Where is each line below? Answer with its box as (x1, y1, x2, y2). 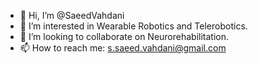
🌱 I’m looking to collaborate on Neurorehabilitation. (19, 31, 230, 42)
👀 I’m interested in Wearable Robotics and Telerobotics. (19, 20, 248, 32)
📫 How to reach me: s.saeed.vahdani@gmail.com (19, 42, 227, 54)
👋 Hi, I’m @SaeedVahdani (19, 10, 125, 21)
